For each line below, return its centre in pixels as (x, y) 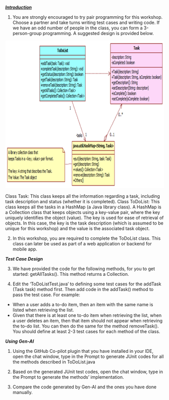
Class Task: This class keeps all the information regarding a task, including (83, 196)
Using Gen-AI (20, 341)
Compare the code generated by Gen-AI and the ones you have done (84, 387)
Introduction (18, 7)
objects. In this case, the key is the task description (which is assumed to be (84, 223)
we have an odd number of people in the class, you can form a (77, 28)
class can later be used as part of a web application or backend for (82, 244)
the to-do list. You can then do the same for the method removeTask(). (86, 326)
